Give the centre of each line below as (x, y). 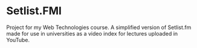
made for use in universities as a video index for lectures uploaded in (92, 33)
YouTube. (18, 40)
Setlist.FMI (34, 11)
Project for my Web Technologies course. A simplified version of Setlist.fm (99, 27)
